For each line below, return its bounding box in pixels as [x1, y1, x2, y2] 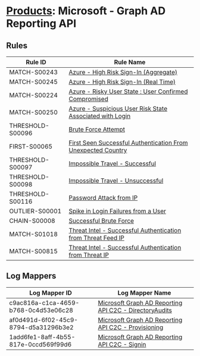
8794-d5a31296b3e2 [9, 323, 74, 331]
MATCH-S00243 [9, 68, 58, 76]
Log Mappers [6, 271, 57, 281]
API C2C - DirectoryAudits [98, 306, 173, 314]
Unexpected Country [68, 146, 127, 154]
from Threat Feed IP [68, 234, 125, 242]
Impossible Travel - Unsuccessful [68, 177, 164, 185]
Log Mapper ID [29, 288, 73, 297]
